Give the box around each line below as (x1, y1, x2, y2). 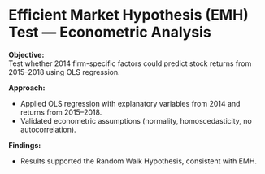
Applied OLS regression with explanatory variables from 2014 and (20, 98, 241, 108)
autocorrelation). (20, 124, 76, 134)
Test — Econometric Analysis (8, 23, 211, 41)
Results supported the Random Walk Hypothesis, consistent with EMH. (20, 156, 258, 166)
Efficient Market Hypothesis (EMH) (8, 6, 250, 24)
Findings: (8, 140, 41, 150)
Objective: (8, 50, 45, 59)
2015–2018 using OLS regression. (8, 67, 120, 76)
